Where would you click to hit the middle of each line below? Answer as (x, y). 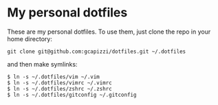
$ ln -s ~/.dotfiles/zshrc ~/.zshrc (59, 89)
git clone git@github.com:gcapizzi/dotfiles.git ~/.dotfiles (97, 51)
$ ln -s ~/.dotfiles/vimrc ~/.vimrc (59, 83)
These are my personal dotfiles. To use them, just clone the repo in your (109, 32)
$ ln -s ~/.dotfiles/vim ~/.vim (53, 77)
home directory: (30, 38)
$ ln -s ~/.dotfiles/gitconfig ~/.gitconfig (72, 95)
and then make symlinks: (42, 64)
